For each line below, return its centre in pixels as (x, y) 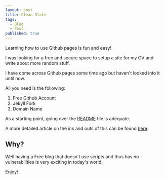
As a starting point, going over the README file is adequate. (68, 119)
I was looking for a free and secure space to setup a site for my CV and (79, 58)
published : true (22, 33)
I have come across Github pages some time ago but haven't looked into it (83, 73)
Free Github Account (34, 98)
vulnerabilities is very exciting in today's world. (54, 162)
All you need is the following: (35, 88)
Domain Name (27, 109)
